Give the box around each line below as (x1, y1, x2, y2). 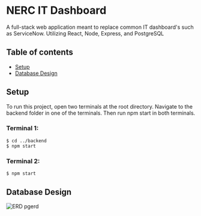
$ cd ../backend (6, 137, 47, 144)
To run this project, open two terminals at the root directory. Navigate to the (6, 103, 193, 110)
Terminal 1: (6, 124, 39, 133)
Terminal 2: (6, 157, 40, 165)
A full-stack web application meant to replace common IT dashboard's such (6, 23, 194, 31)
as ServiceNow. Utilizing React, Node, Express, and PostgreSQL (6, 29, 164, 37)
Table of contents (6, 47, 73, 58)
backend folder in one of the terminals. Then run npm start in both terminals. (6, 109, 196, 116)
